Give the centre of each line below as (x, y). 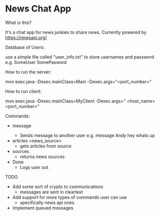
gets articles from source (46, 146)
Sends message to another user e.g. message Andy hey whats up (87, 135)
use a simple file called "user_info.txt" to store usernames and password (80, 57)
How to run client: (23, 91)
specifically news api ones (47, 202)
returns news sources (42, 156)
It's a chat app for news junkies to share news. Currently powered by (76, 32)
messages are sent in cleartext (51, 192)
